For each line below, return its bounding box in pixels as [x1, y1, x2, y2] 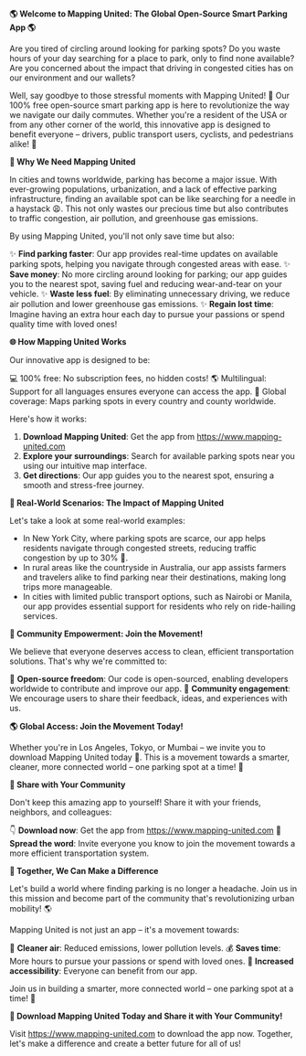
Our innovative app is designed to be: [9, 355, 151, 365]
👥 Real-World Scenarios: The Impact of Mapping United [9, 497, 225, 508]
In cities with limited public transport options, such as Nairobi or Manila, [22, 592, 292, 602]
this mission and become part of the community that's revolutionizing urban [9, 893, 295, 903]
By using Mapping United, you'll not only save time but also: [9, 230, 235, 241]
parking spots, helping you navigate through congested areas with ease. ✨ [9, 259, 290, 269]
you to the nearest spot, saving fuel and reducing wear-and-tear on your [9, 279, 282, 289]
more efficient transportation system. [9, 848, 149, 859]
